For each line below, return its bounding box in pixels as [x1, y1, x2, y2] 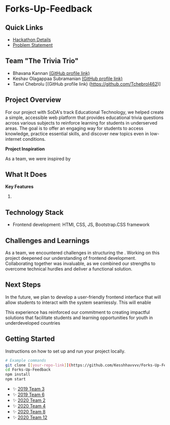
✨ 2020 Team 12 [12, 414, 48, 420]
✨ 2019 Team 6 [12, 392, 45, 398]
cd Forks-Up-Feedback [5, 367, 51, 372]
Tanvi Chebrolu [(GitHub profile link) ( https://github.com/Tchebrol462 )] [12, 81, 161, 87]
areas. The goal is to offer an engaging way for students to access [5, 125, 144, 131]
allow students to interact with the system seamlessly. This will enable [5, 299, 151, 305]
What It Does [5, 170, 47, 179]
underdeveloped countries [5, 320, 61, 326]
